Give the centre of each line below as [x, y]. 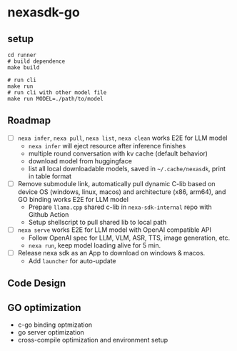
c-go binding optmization [55, 325]
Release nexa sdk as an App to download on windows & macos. [111, 253]
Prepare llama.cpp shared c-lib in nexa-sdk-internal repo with [120, 207]
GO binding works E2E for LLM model [73, 199]
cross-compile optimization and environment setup [93, 340]
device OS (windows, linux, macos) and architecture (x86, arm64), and [122, 192]
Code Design [37, 284]
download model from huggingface [80, 161]
